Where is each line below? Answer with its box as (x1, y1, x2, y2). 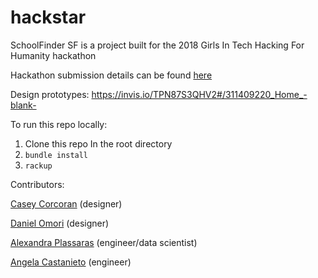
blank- (10, 99, 37, 111)
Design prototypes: (10, 88, 90, 100)
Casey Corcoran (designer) (10, 197, 123, 210)
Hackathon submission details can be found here (10, 69, 213, 81)
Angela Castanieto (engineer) (10, 256, 132, 268)
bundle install (24, 150, 89, 160)
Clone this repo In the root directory (24, 137, 173, 150)
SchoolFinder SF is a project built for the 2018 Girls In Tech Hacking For (10, 39, 305, 51)
